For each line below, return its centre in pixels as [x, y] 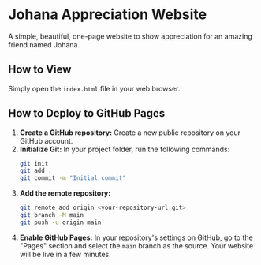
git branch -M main [52, 215]
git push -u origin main [60, 222]
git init [34, 163]
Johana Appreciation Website [108, 15]
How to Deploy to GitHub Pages [87, 113]
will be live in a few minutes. [65, 254]
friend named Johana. [44, 44]
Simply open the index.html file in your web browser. [94, 88]
